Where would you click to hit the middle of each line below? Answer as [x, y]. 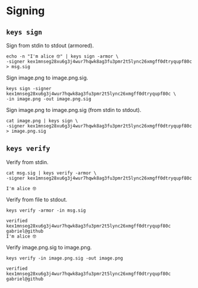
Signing [25, 11]
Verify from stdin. [27, 162]
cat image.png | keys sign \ [42, 121]
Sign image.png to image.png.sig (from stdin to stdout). [74, 110]
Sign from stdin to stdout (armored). [50, 45]
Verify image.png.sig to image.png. [49, 247]
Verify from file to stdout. [37, 199]
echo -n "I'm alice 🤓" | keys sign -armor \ [62, 56]
